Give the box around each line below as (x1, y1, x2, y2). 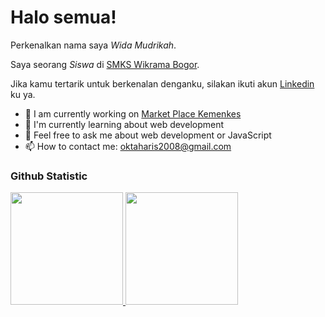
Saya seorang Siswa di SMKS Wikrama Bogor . (10, 58, 200, 70)
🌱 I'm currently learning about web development (24, 118, 225, 130)
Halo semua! (10, 6, 117, 29)
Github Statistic (10, 169, 88, 183)
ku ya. (10, 88, 36, 100)
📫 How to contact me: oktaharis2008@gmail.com (24, 140, 232, 152)
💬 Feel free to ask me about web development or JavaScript (24, 129, 272, 141)
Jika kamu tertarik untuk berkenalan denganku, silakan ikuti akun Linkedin (10, 77, 315, 90)
